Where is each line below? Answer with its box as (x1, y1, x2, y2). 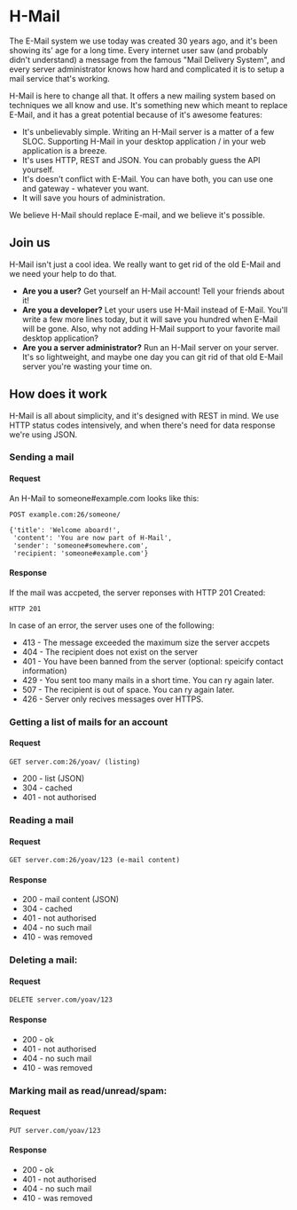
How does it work (9, 387, 108, 402)
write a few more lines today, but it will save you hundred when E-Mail (21, 313, 278, 325)
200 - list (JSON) (21, 774, 85, 784)
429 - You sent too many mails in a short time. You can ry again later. (21, 674, 275, 685)
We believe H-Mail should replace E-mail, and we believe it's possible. (9, 209, 266, 220)
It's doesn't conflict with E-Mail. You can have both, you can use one (21, 173, 273, 184)
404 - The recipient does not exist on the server (21, 646, 199, 657)
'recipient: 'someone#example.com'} (12, 548, 149, 558)
